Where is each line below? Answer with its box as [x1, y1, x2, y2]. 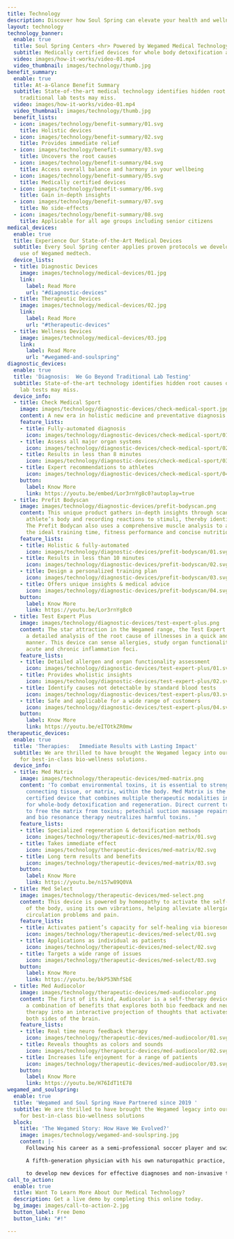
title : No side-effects [19, 205, 89, 212]
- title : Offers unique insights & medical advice [19, 580, 170, 588]
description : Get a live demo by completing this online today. [13, 1196, 204, 1203]
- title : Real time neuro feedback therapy [19, 1028, 148, 1035]
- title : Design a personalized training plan [19, 568, 157, 575]
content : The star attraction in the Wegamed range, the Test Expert [19, 626, 226, 633]
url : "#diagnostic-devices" [25, 289, 108, 296]
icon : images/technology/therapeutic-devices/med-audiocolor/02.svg [25, 1047, 229, 1054]
